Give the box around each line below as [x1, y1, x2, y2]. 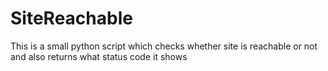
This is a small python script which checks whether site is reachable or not [10, 40, 318, 52]
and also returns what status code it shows [10, 50, 188, 62]
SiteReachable [10, 7, 133, 30]
